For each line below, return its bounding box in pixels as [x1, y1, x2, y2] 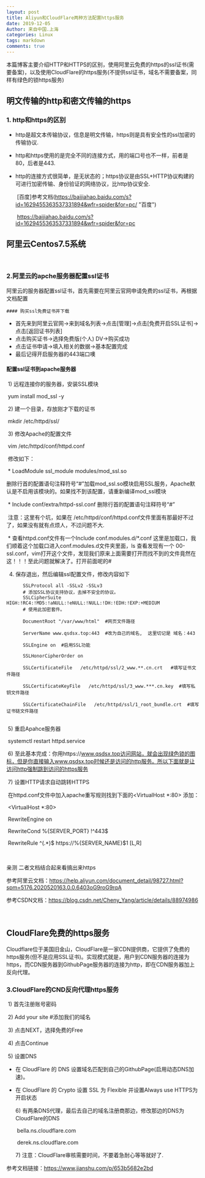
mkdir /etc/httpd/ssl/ [7, 417, 60, 425]
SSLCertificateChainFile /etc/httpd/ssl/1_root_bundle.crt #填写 [22, 701, 199, 707]
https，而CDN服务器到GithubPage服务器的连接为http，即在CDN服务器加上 [6, 961, 195, 968]
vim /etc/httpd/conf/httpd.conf [7, 442, 85, 450]
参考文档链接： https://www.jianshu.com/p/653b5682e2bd [6, 1164, 154, 1172]
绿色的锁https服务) [17, 76, 64, 83]
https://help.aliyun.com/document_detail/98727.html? [49, 877, 184, 884]
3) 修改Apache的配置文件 [7, 430, 72, 437]
